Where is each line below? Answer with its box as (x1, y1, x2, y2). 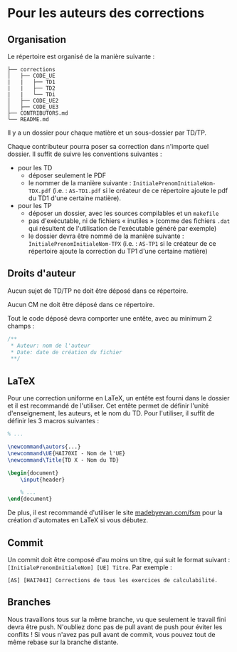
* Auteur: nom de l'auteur (10, 342, 91, 349)
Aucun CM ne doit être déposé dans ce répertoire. (7, 300, 155, 309)
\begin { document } (7, 469, 59, 477)
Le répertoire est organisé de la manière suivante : (7, 52, 155, 61)
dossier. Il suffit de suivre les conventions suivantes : (7, 150, 162, 158)
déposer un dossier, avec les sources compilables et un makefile (28, 209, 219, 217)
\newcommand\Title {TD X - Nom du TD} (7, 456, 120, 464)
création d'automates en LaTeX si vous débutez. (7, 516, 149, 524)
